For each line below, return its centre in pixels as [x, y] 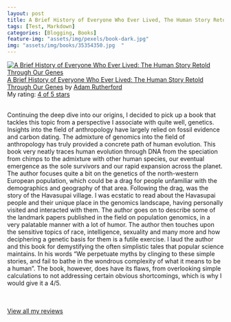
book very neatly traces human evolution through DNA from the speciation [112, 151]
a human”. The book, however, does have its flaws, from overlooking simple [114, 268]
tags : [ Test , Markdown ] [41, 26]
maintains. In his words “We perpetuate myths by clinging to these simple [111, 254]
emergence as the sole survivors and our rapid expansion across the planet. [115, 166]
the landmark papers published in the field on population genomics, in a [109, 217]
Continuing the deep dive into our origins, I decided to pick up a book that [112, 115]
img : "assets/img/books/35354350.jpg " [66, 45]
